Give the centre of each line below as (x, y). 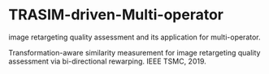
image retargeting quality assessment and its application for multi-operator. (135, 37)
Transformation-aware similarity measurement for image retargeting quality (134, 52)
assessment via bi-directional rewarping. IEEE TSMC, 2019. (108, 61)
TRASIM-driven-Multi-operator (116, 15)
